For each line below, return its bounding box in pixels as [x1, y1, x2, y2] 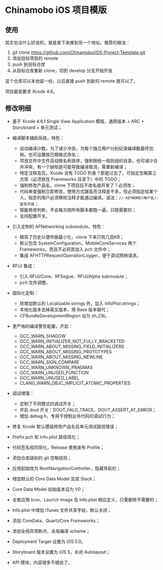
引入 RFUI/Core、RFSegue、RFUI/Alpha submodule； [19, 273, 129, 279]
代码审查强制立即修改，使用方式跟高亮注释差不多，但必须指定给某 [19, 188, 154, 194]
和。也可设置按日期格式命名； [19, 151, 80, 158]
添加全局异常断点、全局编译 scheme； [12, 528, 90, 534]
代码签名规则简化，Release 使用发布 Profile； [12, 444, 105, 450]
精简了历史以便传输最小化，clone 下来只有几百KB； [19, 234, 125, 240]
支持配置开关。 [19, 213, 50, 219]
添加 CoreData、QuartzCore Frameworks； [12, 517, 100, 523]
